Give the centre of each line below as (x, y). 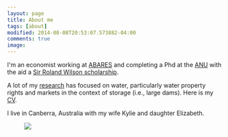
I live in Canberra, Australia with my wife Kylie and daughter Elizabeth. (106, 113)
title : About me (30, 20)
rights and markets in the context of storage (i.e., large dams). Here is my (110, 92)
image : (16, 45)
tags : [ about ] (27, 26)
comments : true (29, 39)
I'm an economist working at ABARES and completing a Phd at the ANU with (114, 65)
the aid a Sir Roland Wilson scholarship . (63, 72)
